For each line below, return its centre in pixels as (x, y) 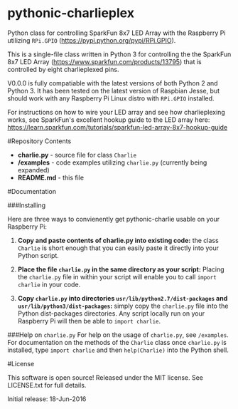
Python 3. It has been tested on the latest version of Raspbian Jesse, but (114, 90)
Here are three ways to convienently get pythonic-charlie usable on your (114, 219)
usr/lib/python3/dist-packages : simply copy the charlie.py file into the (123, 306)
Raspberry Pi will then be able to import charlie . (89, 321)
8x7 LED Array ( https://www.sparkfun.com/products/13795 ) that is (104, 61)
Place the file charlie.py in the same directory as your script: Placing (121, 269)
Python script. (38, 255)
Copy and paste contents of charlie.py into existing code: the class (118, 240)
